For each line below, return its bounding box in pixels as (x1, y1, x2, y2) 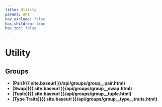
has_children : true (5, 21, 46, 26)
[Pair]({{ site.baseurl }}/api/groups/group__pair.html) (12, 80, 126, 86)
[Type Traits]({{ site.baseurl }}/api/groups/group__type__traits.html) (12, 96, 158, 102)
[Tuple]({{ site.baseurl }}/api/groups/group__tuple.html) (12, 91, 132, 97)
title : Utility (5, 7, 37, 12)
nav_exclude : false (5, 16, 46, 21)
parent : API (5, 12, 30, 17)
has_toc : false (5, 26, 37, 31)
